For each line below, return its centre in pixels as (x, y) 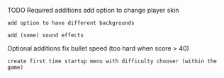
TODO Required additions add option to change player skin (93, 10)
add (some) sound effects (45, 35)
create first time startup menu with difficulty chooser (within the (112, 61)
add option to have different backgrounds (71, 23)
